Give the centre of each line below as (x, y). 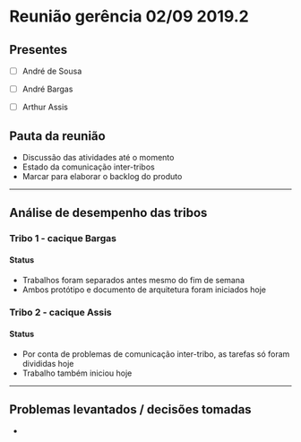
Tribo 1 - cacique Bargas (63, 238)
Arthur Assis (45, 107)
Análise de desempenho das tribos (108, 213)
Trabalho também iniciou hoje (77, 373)
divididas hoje (48, 363)
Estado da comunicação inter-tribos (88, 167)
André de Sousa (52, 71)
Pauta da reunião (57, 136)
